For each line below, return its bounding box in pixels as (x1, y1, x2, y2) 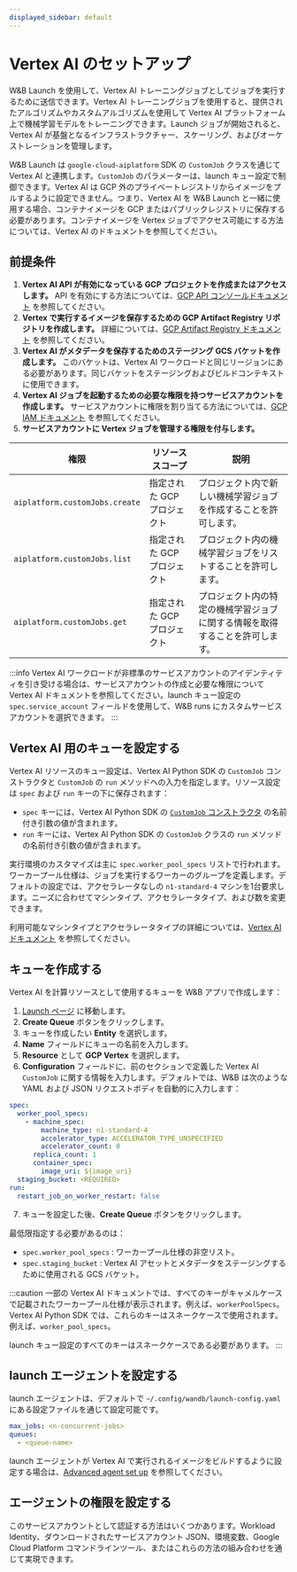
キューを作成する (9, 961, 103, 976)
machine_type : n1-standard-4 (41, 1125, 148, 1135)
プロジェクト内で (198, 477, 270, 489)
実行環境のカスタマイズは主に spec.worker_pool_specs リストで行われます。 (9, 859, 286, 870)
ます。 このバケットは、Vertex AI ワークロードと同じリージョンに (37, 356, 276, 368)
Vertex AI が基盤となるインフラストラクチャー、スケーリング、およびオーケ (9, 129, 284, 140)
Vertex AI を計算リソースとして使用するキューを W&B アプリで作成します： (9, 987, 283, 997)
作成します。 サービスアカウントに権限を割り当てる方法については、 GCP (21, 401, 288, 412)
